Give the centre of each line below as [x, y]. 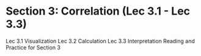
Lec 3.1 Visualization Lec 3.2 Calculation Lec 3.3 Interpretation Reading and [100, 41]
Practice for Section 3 [33, 47]
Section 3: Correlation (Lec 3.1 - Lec [98, 11]
